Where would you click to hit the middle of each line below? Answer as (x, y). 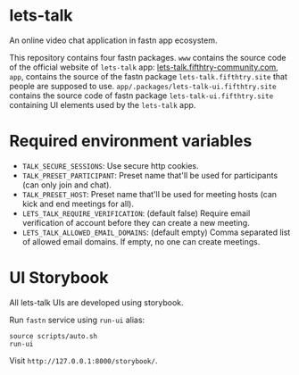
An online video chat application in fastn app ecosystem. (113, 40)
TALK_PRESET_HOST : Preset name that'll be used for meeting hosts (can (149, 194)
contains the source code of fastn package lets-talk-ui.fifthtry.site (141, 96)
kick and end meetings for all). (78, 204)
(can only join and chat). (66, 185)
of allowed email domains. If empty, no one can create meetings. (141, 241)
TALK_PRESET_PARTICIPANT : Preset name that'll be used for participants (150, 175)
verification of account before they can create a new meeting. (136, 222)
